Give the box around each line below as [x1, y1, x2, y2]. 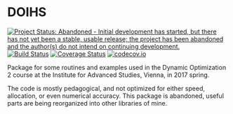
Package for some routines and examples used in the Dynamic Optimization [7, 63, 227, 71]
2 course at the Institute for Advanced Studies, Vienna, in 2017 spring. [7, 71, 210, 79]
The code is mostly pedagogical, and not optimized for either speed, [7, 84, 206, 92]
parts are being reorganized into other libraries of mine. [7, 99, 168, 107]
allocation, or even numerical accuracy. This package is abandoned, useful [7, 92, 225, 100]
